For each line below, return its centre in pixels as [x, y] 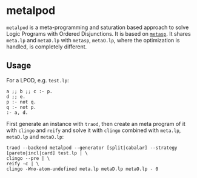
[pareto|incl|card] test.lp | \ [47, 153]
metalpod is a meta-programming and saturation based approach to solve [98, 27]
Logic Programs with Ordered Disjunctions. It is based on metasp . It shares [98, 33]
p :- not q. [21, 102]
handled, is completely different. [47, 47]
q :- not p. [21, 107]
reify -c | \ [23, 163]
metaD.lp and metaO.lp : [35, 136]
